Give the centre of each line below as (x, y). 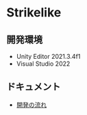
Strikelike (34, 13)
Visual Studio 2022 (43, 64)
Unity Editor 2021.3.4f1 (48, 56)
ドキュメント (34, 87)
